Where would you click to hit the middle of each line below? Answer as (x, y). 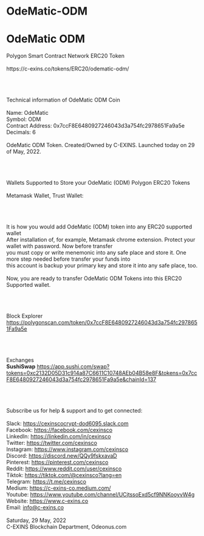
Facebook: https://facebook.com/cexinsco (59, 430)
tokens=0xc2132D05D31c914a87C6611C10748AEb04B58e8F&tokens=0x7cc (102, 373)
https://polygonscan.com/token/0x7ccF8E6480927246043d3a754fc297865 (102, 323)
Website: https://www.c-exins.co (47, 501)
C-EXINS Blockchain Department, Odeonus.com (66, 527)
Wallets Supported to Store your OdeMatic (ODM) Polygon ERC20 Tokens (98, 183)
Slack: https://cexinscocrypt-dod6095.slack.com (67, 424)
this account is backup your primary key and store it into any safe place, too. (102, 266)
